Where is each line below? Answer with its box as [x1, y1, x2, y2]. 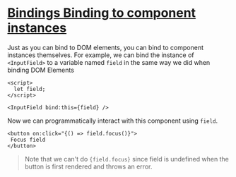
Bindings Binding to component [7, 5, 196, 21]
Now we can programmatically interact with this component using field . [7, 116, 218, 125]
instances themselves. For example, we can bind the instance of [7, 51, 194, 59]
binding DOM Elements [7, 66, 74, 74]
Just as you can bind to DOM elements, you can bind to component [7, 43, 203, 51]
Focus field [10, 136, 46, 143]
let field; [13, 85, 46, 92]
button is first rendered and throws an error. [24, 162, 153, 171]
